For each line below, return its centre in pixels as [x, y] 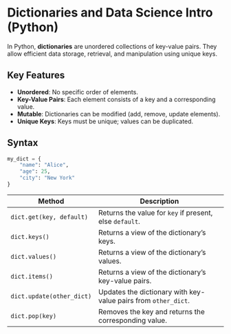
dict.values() [34, 257]
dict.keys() [30, 237]
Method [51, 201]
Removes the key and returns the [152, 311]
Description [159, 201]
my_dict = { [24, 159]
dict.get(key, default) [49, 217]
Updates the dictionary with [143, 292]
